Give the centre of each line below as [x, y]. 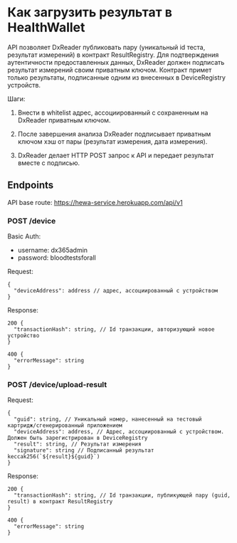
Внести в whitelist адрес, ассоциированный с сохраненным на [113, 112]
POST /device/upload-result [57, 384]
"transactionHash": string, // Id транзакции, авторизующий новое [114, 330]
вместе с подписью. [49, 163]
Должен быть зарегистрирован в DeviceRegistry [78, 438]
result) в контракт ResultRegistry [60, 502]
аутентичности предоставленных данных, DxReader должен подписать [116, 62]
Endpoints [31, 185]
